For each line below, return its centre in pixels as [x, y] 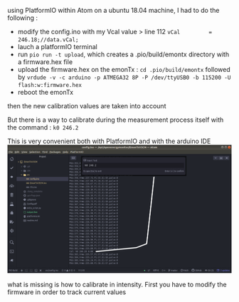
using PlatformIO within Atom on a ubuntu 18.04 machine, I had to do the [113, 10]
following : [22, 18]
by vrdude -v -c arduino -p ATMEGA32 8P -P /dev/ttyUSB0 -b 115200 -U [124, 77]
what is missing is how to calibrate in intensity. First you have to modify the [117, 284]
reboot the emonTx [45, 92]
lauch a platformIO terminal [57, 47]
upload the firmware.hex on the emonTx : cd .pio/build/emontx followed [124, 69]
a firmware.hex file [45, 62]
